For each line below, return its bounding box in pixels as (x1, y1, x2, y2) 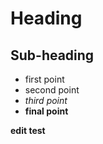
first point (24, 73, 65, 85)
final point (24, 105, 69, 117)
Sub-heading (10, 47, 95, 64)
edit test (10, 125, 46, 136)
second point (24, 84, 80, 96)
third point (24, 95, 68, 106)
